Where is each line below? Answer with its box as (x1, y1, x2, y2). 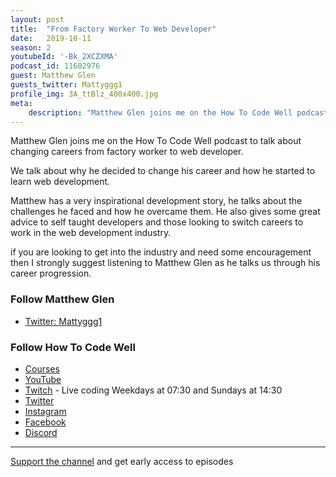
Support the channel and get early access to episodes (10, 455, 234, 467)
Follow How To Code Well (10, 340, 136, 354)
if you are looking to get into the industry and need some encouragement (10, 246, 312, 258)
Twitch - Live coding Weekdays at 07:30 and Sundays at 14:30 (24, 384, 283, 396)
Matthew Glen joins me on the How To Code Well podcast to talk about (10, 135, 302, 147)
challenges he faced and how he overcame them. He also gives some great (10, 206, 321, 218)
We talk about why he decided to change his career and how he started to (10, 165, 316, 177)
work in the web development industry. (10, 227, 172, 239)
